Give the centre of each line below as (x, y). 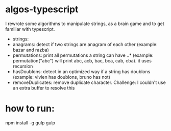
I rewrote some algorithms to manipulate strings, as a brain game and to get (85, 24)
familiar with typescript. (30, 29)
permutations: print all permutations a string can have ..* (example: (83, 55)
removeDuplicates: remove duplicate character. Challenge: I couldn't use (89, 82)
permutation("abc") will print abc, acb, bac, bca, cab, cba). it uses (82, 60)
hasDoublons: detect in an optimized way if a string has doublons (81, 71)
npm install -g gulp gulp (30, 123)
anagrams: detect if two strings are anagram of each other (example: (85, 44)
